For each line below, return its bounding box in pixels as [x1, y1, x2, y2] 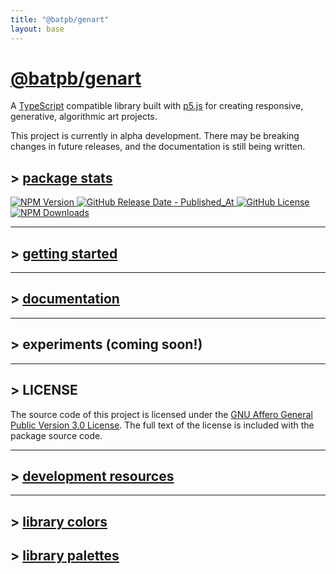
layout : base [10, 24, 65, 34]
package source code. [10, 429, 103, 441]
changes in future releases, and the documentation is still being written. [10, 141, 306, 153]
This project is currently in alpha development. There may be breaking [10, 130, 300, 142]
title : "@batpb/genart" [10, 14, 110, 25]
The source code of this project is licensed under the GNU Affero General [10, 408, 313, 420]
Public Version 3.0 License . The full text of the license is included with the [10, 419, 315, 431]
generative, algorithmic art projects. [10, 111, 158, 123]
